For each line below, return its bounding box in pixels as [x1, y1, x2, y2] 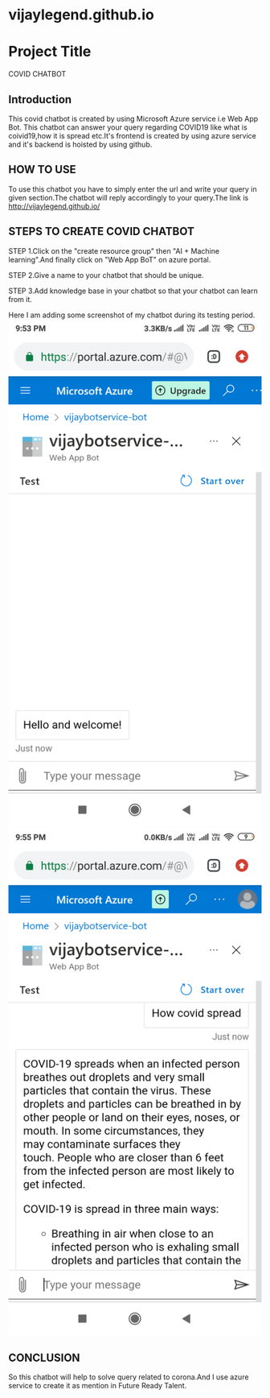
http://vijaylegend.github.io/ [8, 201, 100, 211]
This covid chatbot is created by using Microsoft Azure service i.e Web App [8, 114, 259, 123]
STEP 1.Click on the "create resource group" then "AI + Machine [8, 246, 219, 255]
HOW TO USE [8, 163, 76, 176]
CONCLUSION [8, 1350, 80, 1364]
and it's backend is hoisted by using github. [8, 139, 153, 149]
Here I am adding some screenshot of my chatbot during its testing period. [8, 310, 256, 320]
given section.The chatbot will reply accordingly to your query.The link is [8, 192, 249, 202]
